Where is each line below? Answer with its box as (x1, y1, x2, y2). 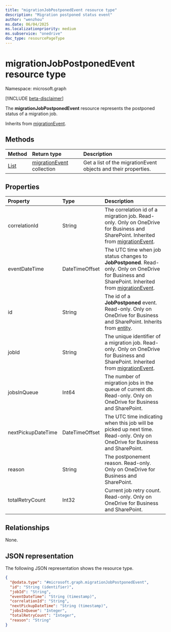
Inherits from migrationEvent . (5, 120, 66, 126)
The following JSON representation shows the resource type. (5, 565, 134, 571)
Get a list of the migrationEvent (83, 159, 157, 166)
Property (8, 198, 30, 205)
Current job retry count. (104, 487, 161, 494)
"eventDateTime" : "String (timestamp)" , (10, 594, 97, 599)
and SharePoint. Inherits (104, 318, 162, 325)
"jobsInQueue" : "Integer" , (10, 608, 67, 614)
